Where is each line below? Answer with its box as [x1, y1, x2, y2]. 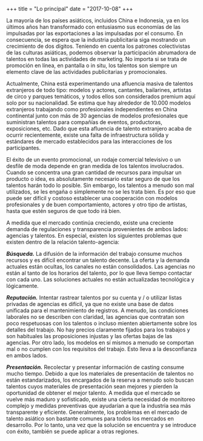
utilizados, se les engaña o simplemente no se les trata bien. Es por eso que [6, 188, 196, 195]
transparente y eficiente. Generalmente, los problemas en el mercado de [6, 408, 188, 416]
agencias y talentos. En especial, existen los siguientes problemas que [6, 232, 182, 239]
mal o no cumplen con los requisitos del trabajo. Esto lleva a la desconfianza [6, 345, 197, 353]
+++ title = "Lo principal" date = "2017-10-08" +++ [6, 5, 133, 12]
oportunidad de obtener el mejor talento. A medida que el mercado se [6, 390, 181, 396]
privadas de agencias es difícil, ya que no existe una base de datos [6, 301, 174, 307]
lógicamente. [6, 283, 39, 289]
